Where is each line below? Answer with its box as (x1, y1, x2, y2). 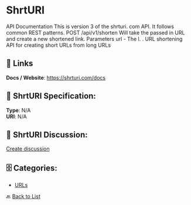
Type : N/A (6, 107, 31, 114)
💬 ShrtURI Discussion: (6, 129, 88, 139)
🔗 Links (6, 59, 33, 69)
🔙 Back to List (6, 193, 41, 200)
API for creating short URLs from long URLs (6, 42, 111, 49)
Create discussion (6, 145, 50, 152)
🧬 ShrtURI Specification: (6, 91, 97, 101)
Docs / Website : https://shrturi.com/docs (6, 74, 106, 81)
